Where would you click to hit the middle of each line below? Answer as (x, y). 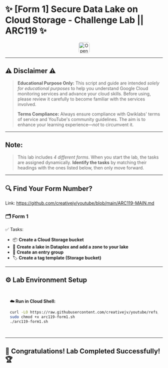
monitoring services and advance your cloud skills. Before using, (84, 93)
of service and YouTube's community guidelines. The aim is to (81, 119)
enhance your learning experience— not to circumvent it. (75, 124)
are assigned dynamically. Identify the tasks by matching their (82, 162)
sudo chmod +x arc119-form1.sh (42, 317)
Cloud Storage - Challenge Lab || (74, 20)
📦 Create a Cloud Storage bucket (48, 239)
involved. (27, 104)
